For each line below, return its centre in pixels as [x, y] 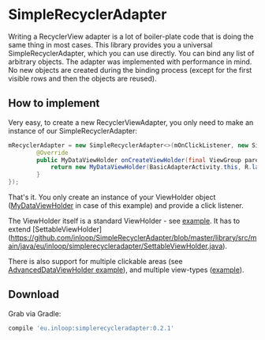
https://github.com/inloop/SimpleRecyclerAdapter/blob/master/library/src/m [134, 238]
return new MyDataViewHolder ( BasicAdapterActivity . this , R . [151, 168]
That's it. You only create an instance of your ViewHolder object [112, 197]
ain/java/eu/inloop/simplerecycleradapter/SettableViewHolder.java [116, 246]
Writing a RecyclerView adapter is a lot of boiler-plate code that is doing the [131, 36]
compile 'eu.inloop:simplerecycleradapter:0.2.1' [91, 328]
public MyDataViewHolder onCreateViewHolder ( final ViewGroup [139, 160]
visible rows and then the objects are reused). [82, 78]
